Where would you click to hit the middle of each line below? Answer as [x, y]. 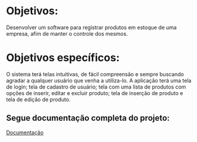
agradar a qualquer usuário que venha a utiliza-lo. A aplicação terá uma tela [99, 80]
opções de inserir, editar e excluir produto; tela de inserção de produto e [95, 93]
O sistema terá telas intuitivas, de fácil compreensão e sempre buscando [95, 74]
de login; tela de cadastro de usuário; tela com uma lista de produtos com [96, 87]
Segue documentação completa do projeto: [88, 118]
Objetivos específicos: [63, 58]
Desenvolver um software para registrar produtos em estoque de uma [91, 27]
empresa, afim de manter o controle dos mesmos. [67, 33]
